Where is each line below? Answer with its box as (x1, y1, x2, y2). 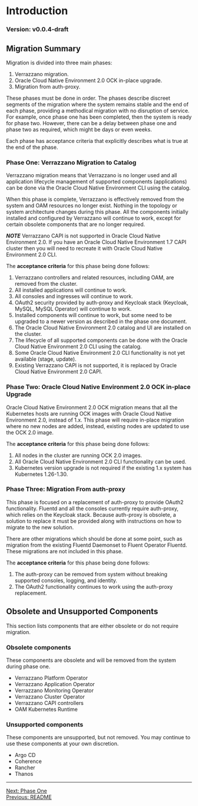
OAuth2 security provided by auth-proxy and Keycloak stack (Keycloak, (14, 299, 189, 306)
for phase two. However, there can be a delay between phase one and (6, 119, 177, 126)
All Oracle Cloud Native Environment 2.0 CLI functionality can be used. (14, 458, 187, 465)
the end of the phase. (6, 143, 58, 151)
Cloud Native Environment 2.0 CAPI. (14, 368, 103, 376)
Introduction (6, 4, 68, 18)
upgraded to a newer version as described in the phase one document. (14, 318, 187, 325)
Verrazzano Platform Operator (14, 674, 88, 681)
